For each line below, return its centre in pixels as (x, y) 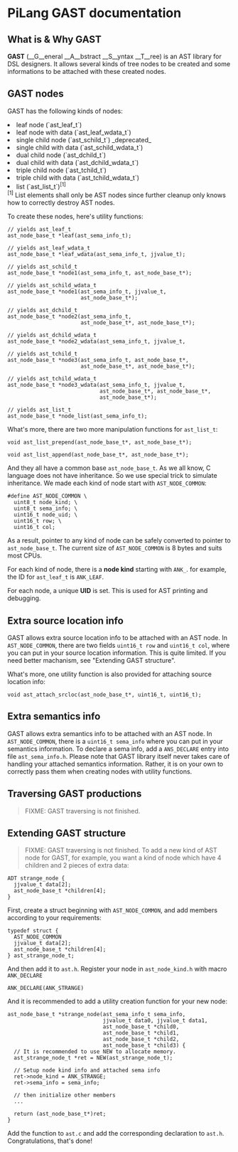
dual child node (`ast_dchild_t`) (61, 155)
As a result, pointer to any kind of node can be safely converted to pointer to (119, 540)
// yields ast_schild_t (43, 267)
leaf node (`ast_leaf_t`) (49, 124)
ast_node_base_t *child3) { (144, 1046)
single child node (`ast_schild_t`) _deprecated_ (84, 139)
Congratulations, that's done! (50, 1141)
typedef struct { (33, 931)
